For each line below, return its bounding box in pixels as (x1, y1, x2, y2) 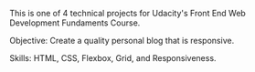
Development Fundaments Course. (9, 17, 141, 28)
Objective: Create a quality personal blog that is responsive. (9, 36, 235, 46)
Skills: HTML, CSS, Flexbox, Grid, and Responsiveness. (9, 53, 217, 63)
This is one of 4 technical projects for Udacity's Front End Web (9, 8, 247, 18)
